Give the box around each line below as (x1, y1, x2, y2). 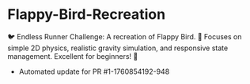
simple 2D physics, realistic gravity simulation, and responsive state (7, 43, 229, 53)
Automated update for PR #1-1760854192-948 (18, 67, 170, 76)
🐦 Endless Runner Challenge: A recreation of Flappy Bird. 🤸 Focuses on (7, 31, 242, 41)
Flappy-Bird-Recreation (7, 5, 166, 24)
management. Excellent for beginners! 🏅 (7, 51, 138, 60)
